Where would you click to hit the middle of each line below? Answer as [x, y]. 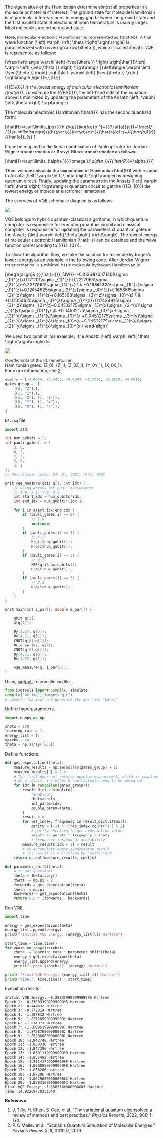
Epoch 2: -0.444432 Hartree [33, 1006]
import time [17, 917]
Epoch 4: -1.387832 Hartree [33, 1015]
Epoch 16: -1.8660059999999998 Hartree [45, 1066]
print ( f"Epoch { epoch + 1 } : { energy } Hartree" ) [61, 966]
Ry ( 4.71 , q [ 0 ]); [30, 654]
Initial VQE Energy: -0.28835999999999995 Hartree [57, 997]
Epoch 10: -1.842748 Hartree [34, 1040]
